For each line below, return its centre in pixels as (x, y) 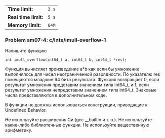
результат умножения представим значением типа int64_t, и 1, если (77, 85)
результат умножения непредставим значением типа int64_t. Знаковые (81, 90)
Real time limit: (25, 17)
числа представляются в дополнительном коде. (56, 95)
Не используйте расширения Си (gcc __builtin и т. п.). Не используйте (79, 120)
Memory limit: (24, 25)
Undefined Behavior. (26, 110)
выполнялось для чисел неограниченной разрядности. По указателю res (83, 74)
